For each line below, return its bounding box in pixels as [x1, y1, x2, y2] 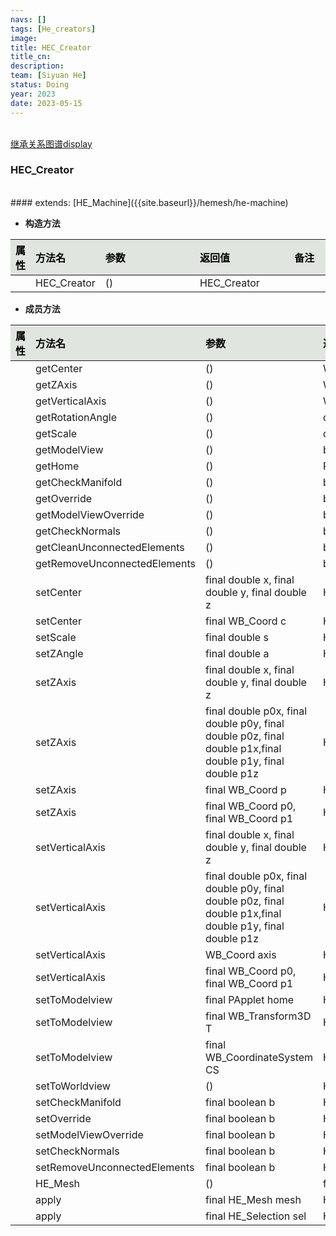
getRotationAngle [35, 410, 118, 424]
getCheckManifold [35, 475, 123, 489]
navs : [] [10, 14, 47, 25]
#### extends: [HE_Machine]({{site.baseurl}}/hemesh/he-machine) [10, 196, 289, 208]
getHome [35, 459, 80, 473]
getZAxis [35, 377, 78, 391]
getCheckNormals [35, 524, 122, 538]
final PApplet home [204, 992, 295, 1006]
